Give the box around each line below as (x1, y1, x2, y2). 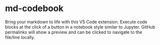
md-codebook (5, 3, 64, 14)
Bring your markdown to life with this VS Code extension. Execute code (5, 19, 148, 25)
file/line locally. (5, 34, 35, 40)
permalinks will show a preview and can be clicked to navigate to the (5, 29, 143, 35)
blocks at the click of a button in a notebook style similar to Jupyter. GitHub (5, 24, 156, 30)
